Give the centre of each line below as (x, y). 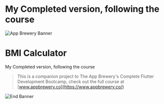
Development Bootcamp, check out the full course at (71, 81)
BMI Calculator (36, 53)
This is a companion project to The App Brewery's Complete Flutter (85, 76)
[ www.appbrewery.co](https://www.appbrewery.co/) (70, 87)
